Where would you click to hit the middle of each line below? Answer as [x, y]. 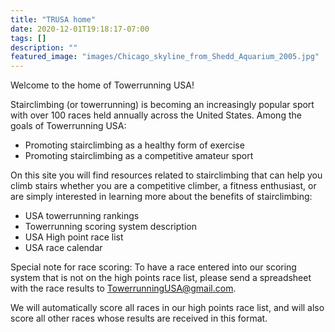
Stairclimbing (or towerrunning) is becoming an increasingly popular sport [162, 105]
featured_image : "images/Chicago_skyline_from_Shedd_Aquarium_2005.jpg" [165, 57]
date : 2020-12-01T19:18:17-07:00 [80, 29]
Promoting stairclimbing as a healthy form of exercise [134, 145]
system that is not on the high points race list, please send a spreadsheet [161, 278]
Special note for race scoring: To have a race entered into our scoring [153, 267]
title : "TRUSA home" [53, 19]
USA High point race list [74, 237]
